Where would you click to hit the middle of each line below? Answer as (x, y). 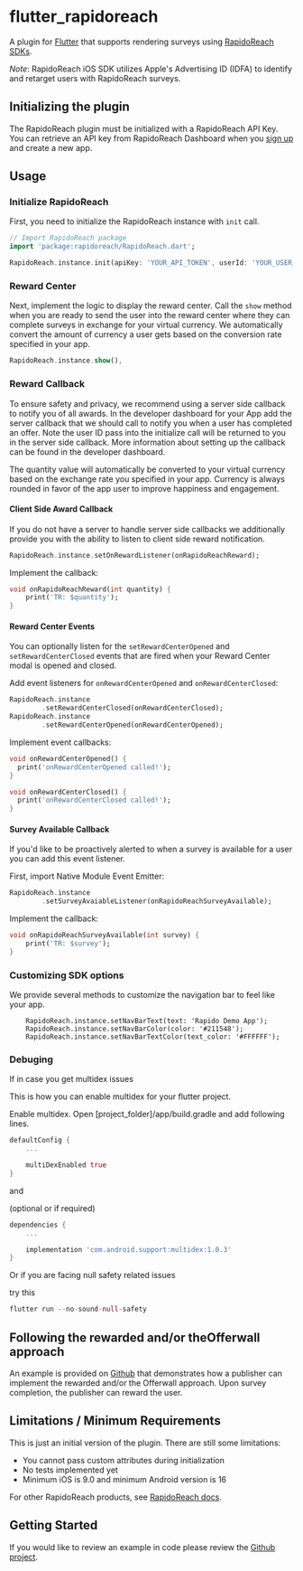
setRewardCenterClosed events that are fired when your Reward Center (140, 656)
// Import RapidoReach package (68, 238)
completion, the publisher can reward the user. (96, 1393)
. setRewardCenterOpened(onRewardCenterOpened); (133, 725)
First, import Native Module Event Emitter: (87, 876)
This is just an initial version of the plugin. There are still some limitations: (145, 1443)
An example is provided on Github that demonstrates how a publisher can (146, 1373)
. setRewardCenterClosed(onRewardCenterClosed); (133, 708)
